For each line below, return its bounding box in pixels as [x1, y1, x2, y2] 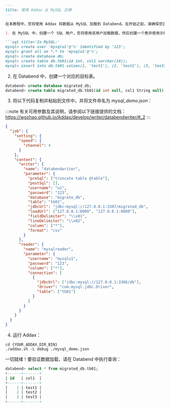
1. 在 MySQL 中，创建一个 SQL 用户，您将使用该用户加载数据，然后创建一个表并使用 [5, 30, 160, 36]
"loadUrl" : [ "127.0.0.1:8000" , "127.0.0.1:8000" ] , [27, 209, 137, 214]
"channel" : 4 [23, 143, 51, 148]
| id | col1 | [5, 376, 42, 381]
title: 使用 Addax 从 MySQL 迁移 [5, 7, 72, 13]
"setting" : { [14, 133, 42, 139]
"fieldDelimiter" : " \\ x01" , [27, 214, 87, 219]
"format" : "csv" [27, 228, 62, 233]
